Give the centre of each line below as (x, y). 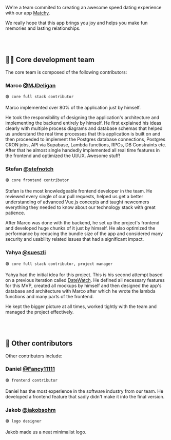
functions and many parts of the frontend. (50, 296)
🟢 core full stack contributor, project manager (59, 264)
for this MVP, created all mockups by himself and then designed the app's (83, 285)
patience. (15, 213)
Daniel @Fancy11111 (30, 369)
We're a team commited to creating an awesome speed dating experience (83, 7)
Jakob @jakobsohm (31, 410)
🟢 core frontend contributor (37, 180)
